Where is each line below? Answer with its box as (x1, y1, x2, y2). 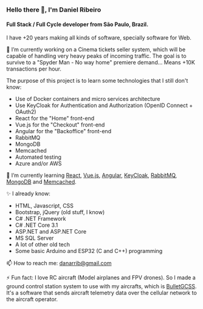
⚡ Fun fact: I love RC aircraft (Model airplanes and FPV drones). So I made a (6, 274, 196, 282)
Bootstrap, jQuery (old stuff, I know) (15, 209, 105, 216)
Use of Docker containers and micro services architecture (15, 95, 160, 103)
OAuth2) (15, 108, 36, 116)
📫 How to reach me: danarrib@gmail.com (6, 260, 112, 267)
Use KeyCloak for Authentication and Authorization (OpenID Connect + (15, 102, 193, 109)
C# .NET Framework (15, 215, 66, 223)
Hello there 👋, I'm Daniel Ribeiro (6, 5, 101, 14)
